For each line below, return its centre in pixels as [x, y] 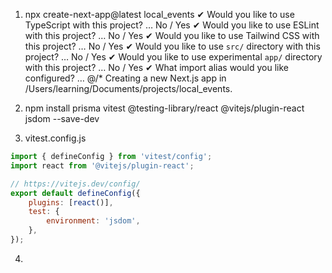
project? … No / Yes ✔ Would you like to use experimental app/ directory [173, 57]
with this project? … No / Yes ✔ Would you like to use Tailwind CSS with [172, 35]
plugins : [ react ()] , [71, 202]
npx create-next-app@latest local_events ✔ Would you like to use [159, 14]
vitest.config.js [55, 138]
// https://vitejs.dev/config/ [75, 184]
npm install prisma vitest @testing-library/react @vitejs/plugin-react [164, 108]
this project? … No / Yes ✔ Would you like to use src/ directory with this [172, 46]
